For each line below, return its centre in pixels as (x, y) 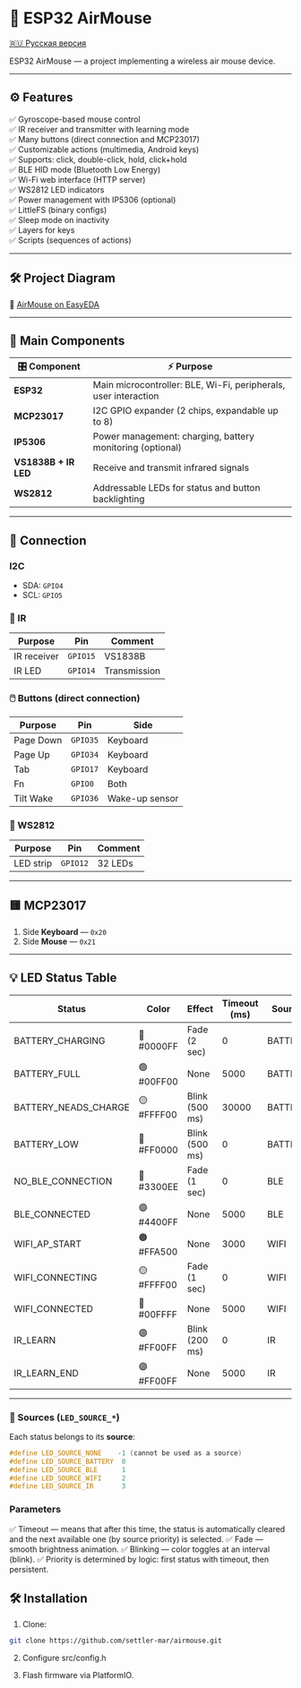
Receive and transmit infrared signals (171, 467)
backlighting (119, 499)
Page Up (32, 754)
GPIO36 (85, 798)
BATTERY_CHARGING (60, 1041)
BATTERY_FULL (47, 1074)
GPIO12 (75, 863)
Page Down (38, 740)
